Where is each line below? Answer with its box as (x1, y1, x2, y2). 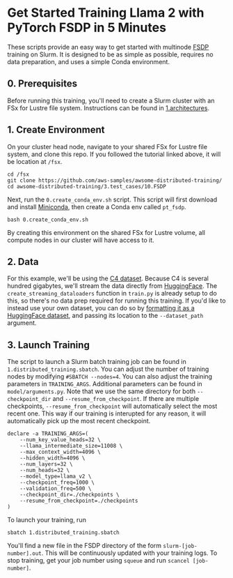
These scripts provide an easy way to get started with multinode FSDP (7, 43, 209, 51)
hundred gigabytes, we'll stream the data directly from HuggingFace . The (7, 282, 218, 290)
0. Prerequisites (7, 78, 78, 90)
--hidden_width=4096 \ (19, 455, 86, 462)
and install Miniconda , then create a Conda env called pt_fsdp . (7, 202, 186, 211)
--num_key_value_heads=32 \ (19, 436, 101, 443)
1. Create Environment (7, 124, 106, 136)
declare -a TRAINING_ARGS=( (7, 430, 89, 437)
